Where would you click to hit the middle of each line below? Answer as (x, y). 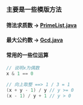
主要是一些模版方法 (34, 9)
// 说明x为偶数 (23, 68)
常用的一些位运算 (27, 55)
